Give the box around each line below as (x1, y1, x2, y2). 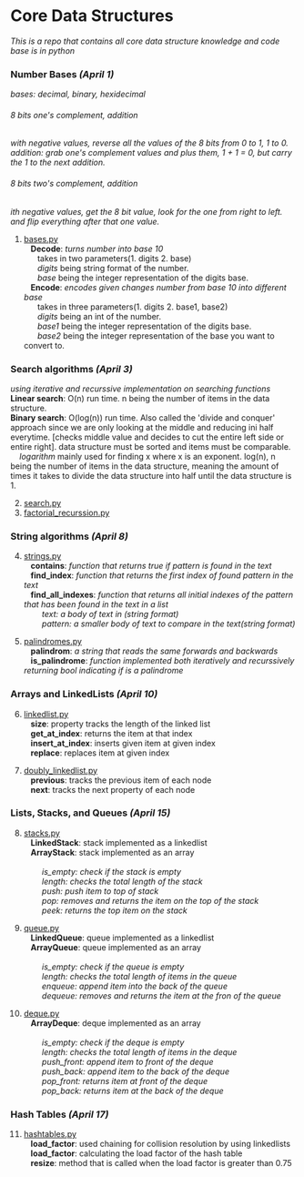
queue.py (23, 922, 60, 933)
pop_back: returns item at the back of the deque (41, 1085, 224, 1096)
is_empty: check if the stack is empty (41, 866, 181, 877)
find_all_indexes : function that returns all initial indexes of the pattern (30, 589, 294, 601)
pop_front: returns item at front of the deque (41, 1075, 208, 1086)
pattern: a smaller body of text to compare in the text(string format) (41, 618, 296, 629)
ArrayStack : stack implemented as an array (30, 847, 195, 857)
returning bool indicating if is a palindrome (23, 665, 184, 676)
